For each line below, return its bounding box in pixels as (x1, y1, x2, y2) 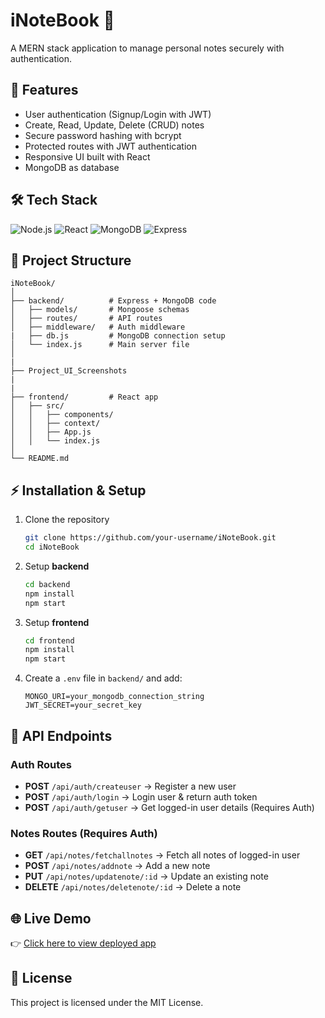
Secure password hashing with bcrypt (24, 129, 182, 141)
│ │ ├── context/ (10, 419, 101, 429)
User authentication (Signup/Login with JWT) (24, 108, 212, 120)
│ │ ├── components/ (10, 410, 114, 420)
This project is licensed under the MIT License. (10, 996, 204, 1008)
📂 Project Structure (10, 252, 132, 269)
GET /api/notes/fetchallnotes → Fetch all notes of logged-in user (24, 849, 301, 861)
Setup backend (24, 560, 90, 572)
